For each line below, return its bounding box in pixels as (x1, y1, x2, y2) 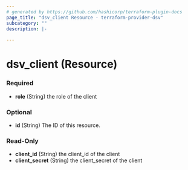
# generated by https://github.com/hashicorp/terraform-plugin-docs (6, 8, 183, 15)
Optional (6, 108, 32, 116)
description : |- (6, 25, 47, 32)
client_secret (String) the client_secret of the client (15, 157, 143, 164)
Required (6, 79, 34, 88)
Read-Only (6, 137, 39, 145)
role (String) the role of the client (15, 93, 97, 100)
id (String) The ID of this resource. (15, 122, 101, 129)
